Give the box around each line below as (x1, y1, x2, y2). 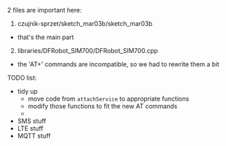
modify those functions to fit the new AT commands (27, 102, 178, 110)
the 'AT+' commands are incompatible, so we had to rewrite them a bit (17, 60, 220, 68)
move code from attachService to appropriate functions (27, 94, 190, 103)
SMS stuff (17, 117, 47, 125)
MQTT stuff (17, 132, 51, 140)
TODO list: (7, 73, 37, 82)
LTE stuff (17, 124, 43, 132)
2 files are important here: (7, 6, 83, 14)
